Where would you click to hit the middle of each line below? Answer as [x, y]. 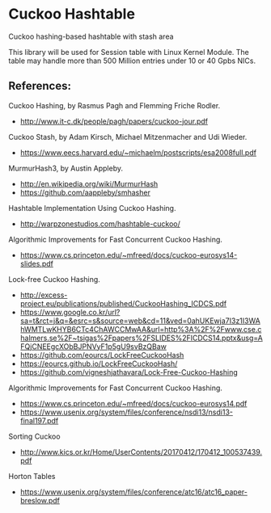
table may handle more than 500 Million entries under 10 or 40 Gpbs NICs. [132, 61]
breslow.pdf [40, 500]
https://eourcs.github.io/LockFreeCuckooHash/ [99, 364]
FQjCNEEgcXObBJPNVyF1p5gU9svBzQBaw [93, 346]
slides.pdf [37, 263]
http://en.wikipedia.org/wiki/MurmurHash [89, 183]
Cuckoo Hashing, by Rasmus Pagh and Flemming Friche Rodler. [114, 105]
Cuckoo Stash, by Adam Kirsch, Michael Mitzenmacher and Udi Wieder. [128, 137]
